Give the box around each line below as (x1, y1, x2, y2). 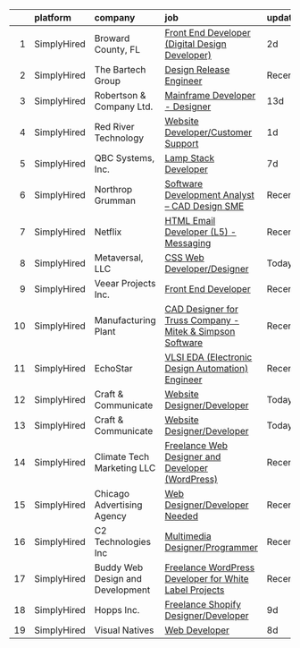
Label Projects (164, 584, 225, 596)
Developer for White (164, 573, 249, 584)
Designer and (164, 451, 221, 463)
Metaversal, (94, 252, 144, 263)
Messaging (164, 237, 212, 249)
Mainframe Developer (164, 90, 256, 101)
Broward (94, 32, 130, 44)
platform (34, 12, 71, 23)
